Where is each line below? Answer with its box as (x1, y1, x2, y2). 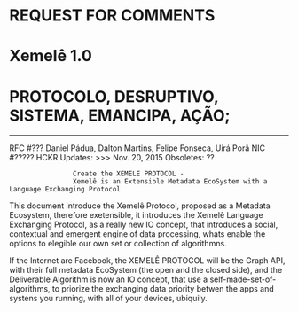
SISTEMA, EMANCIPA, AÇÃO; (9, 105, 231, 125)
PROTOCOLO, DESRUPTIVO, (9, 86, 219, 106)
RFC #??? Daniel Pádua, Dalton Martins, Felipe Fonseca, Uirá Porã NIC (9, 143, 266, 153)
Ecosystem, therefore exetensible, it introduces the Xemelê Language (9, 210, 263, 221)
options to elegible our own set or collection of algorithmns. (9, 238, 228, 249)
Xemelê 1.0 (9, 46, 93, 66)
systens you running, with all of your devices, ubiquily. (9, 293, 208, 304)
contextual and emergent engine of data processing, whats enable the (9, 229, 266, 239)
